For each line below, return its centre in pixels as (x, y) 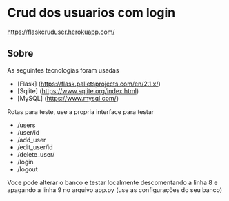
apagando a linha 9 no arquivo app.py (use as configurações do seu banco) (115, 190)
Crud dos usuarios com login (91, 13)
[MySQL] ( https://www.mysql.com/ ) (68, 98)
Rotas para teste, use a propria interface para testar (81, 111)
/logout (27, 169)
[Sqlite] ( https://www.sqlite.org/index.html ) (78, 90)
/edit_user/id (35, 147)
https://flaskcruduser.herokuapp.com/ (61, 32)
